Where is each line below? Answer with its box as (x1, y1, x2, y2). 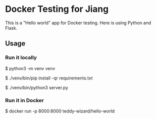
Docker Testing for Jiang (5, 3, 109, 15)
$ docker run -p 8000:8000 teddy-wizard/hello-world (5, 108, 115, 114)
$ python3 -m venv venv (5, 65, 55, 71)
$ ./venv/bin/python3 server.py (5, 84, 68, 90)
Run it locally (5, 54, 37, 61)
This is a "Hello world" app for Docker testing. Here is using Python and (5, 20, 152, 26)
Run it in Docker (5, 97, 44, 104)
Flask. (5, 25, 17, 31)
